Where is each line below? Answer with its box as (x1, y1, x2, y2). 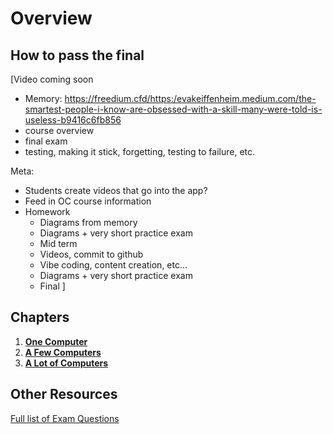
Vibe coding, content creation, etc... (39, 259, 188, 271)
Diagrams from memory (39, 217, 138, 228)
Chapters (10, 309, 70, 326)
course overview (24, 125, 95, 136)
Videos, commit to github (39, 248, 144, 260)
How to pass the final (10, 47, 145, 64)
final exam (24, 135, 68, 147)
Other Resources (10, 386, 118, 403)
